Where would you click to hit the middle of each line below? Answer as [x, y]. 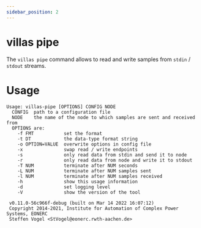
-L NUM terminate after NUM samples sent [84, 171]
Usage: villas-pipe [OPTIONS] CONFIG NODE [61, 107]
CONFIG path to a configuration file [61, 112]
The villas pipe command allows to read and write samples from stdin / [98, 59]
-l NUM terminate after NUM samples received [90, 176]
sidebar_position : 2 [33, 12]
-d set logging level [64, 187]
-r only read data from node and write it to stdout [105, 160]
